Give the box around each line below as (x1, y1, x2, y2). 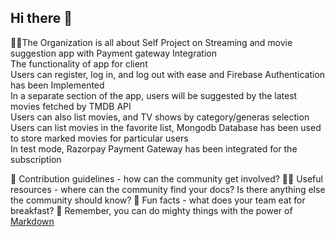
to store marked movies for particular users (10, 132, 189, 144)
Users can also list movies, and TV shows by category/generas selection (10, 111, 310, 123)
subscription (10, 153, 62, 165)
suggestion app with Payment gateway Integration (10, 47, 217, 59)
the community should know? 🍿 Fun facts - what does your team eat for (10, 194, 306, 206)
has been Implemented (10, 79, 105, 91)
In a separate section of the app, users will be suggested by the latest (10, 89, 298, 101)
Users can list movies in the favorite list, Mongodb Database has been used (10, 121, 322, 133)
